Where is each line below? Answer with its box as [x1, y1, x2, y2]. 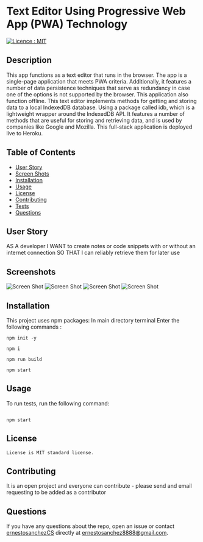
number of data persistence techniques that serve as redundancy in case [6, 84, 191, 91]
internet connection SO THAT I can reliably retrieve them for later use [6, 249, 180, 257]
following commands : [6, 323, 62, 330]
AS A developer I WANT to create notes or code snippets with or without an [6, 243, 196, 250]
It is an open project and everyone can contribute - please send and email [6, 482, 192, 490]
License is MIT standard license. [6, 449, 94, 455]
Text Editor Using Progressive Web [6, 4, 186, 18]
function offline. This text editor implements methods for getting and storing [6, 97, 197, 104]
